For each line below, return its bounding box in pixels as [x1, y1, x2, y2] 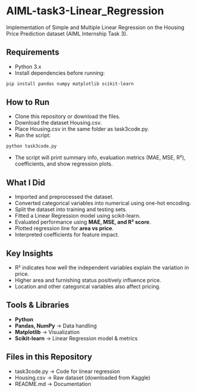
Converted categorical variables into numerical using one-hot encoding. [14, 200, 191, 207]
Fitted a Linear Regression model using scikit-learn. [14, 212, 141, 219]
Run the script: [14, 132, 51, 139]
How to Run [6, 97, 50, 107]
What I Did [6, 177, 46, 187]
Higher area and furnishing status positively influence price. [14, 276, 161, 283]
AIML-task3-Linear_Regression [6, 4, 164, 18]
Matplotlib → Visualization [14, 328, 80, 336]
